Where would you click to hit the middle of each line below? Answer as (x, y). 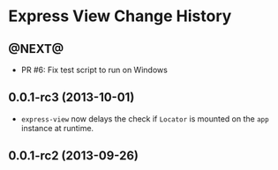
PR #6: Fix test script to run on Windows (94, 70)
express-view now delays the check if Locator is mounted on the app (145, 118)
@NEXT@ (36, 49)
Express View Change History (120, 16)
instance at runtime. (57, 128)
